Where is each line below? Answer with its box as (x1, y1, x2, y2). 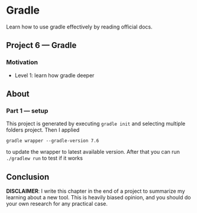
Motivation (6, 58, 38, 66)
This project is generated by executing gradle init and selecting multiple (6, 120, 186, 128)
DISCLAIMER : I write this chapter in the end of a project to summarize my (6, 187, 185, 195)
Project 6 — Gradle (6, 40, 77, 50)
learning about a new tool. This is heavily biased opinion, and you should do (6, 194, 191, 201)
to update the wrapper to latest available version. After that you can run (6, 148, 180, 155)
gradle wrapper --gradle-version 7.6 (6, 138, 99, 144)
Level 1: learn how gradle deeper (14, 72, 95, 79)
